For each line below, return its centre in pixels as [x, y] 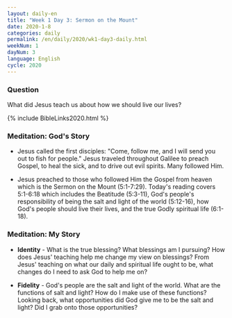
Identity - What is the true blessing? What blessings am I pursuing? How [121, 249]
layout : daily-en [32, 14]
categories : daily [34, 33]
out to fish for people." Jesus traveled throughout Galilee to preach [113, 159]
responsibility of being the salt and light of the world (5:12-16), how [113, 201]
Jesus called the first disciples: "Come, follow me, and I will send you [116, 151]
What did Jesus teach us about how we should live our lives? [94, 104]
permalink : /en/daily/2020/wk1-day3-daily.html [77, 40]
